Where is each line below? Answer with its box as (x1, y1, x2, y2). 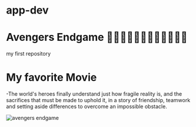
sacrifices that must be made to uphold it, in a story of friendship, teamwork (6, 97, 191, 104)
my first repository (6, 50, 51, 57)
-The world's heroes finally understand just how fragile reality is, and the (6, 90, 182, 97)
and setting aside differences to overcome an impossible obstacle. (6, 103, 168, 110)
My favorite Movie (6, 71, 97, 84)
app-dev (6, 4, 49, 17)
